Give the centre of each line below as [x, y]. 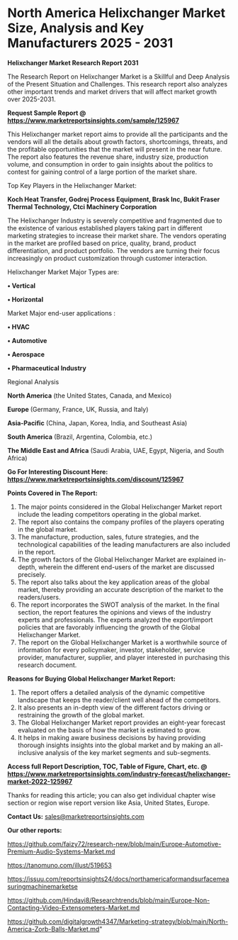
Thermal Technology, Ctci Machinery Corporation [82, 206]
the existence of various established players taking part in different [105, 228]
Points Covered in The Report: [52, 493]
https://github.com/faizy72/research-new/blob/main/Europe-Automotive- [114, 844]
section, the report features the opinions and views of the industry [114, 612]
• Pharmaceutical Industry [47, 368]
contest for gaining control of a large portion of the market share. [102, 172]
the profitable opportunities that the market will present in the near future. [115, 149]
